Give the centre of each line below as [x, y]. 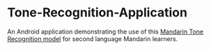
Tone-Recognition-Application [97, 13]
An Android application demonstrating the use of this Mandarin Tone [105, 32]
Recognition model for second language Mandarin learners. [93, 38]
